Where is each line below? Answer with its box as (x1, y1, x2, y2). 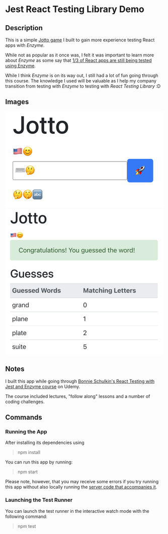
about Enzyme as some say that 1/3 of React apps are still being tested (5, 57, 152, 63)
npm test (17, 523, 36, 529)
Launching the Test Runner (5, 497, 73, 504)
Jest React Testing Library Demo (5, 4, 144, 15)
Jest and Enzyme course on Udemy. (5, 384, 80, 390)
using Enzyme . (5, 63, 36, 68)
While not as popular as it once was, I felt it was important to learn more (5, 52, 154, 58)
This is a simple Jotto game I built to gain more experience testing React (5, 37, 155, 43)
